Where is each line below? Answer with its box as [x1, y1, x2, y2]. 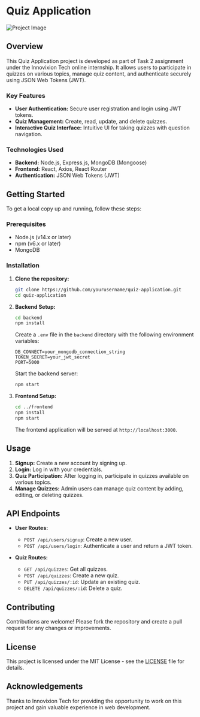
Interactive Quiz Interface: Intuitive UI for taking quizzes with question [14, 124, 190, 131]
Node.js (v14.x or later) [14, 234, 71, 241]
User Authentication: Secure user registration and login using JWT [14, 105, 181, 112]
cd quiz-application [14, 292, 66, 298]
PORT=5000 [14, 360, 40, 366]
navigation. [14, 131, 43, 138]
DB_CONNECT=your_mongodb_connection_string [14, 349, 126, 355]
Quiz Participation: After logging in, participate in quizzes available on [14, 472, 189, 479]
